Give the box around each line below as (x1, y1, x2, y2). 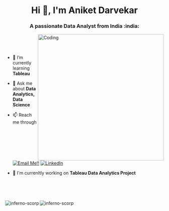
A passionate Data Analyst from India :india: (29, 23, 140, 30)
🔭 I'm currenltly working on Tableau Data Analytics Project (12, 170, 136, 176)
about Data (12, 86, 36, 92)
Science (12, 102, 30, 108)
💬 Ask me (12, 80, 33, 86)
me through (12, 119, 37, 125)
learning (12, 65, 30, 71)
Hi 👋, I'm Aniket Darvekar (31, 5, 138, 16)
